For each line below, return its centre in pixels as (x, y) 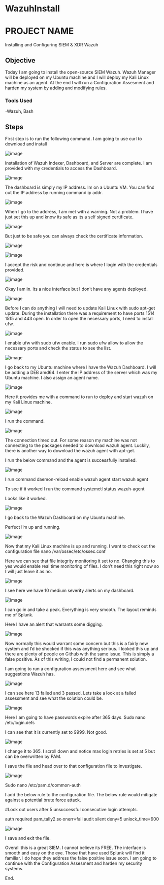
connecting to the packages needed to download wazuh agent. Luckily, (78, 445)
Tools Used (19, 101)
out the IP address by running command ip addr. (54, 193)
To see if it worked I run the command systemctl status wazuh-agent (75, 489)
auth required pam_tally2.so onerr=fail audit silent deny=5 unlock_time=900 (82, 819)
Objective (20, 60)
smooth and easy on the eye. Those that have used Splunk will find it (75, 853)
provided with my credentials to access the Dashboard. (61, 169)
